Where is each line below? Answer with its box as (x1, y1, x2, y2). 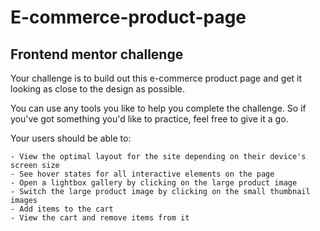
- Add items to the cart (10, 204, 114, 214)
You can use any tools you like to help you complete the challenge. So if (10, 102, 307, 114)
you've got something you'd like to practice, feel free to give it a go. (10, 113, 289, 125)
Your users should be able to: (10, 132, 132, 144)
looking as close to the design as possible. (10, 83, 186, 95)
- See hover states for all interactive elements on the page (10, 169, 275, 179)
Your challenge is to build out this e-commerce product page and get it (10, 72, 303, 84)
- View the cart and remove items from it (10, 213, 190, 223)
